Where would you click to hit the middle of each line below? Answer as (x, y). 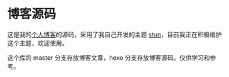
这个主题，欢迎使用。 (37, 43)
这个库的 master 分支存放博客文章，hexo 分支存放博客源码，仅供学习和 (109, 57)
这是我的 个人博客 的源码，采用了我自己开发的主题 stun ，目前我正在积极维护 (114, 34)
